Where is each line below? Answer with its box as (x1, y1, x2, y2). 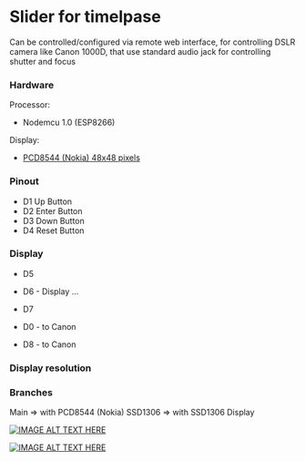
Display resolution (9, 362, 92, 374)
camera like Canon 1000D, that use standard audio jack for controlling (9, 46, 271, 56)
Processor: (9, 99, 51, 110)
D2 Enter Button (22, 205, 84, 216)
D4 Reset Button (22, 225, 85, 236)
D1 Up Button (22, 196, 73, 207)
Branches (9, 385, 53, 398)
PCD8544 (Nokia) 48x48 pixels (22, 152, 141, 163)
